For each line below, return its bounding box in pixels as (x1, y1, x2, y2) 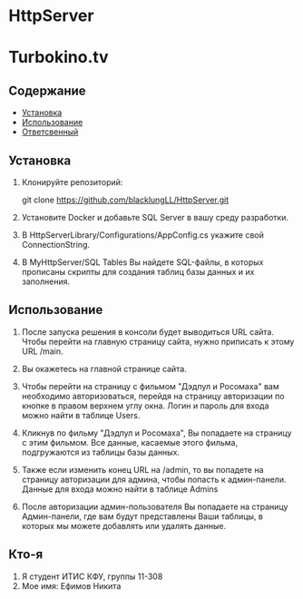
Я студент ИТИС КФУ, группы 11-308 (21, 571, 163, 582)
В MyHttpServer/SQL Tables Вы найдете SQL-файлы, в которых (21, 257, 264, 268)
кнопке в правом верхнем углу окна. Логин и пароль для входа (21, 400, 269, 411)
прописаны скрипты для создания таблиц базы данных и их (21, 267, 255, 277)
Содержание (8, 83, 87, 98)
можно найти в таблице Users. (21, 409, 141, 420)
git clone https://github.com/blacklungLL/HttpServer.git (21, 194, 230, 205)
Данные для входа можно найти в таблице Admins (21, 483, 219, 495)
